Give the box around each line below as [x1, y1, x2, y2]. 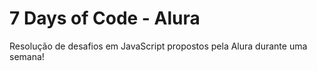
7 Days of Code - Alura [9, 7, 201, 30]
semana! [9, 50, 45, 62]
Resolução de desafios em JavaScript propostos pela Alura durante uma [9, 40, 308, 52]
